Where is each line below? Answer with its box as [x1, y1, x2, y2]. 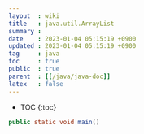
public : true [8, 65, 60, 73]
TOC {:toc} [20, 102, 57, 112]
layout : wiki [8, 11, 60, 20]
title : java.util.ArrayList [8, 19, 115, 28]
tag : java [8, 50, 60, 58]
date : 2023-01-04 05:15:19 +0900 [8, 34, 137, 43]
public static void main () [8, 118, 100, 126]
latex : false [8, 80, 63, 88]
